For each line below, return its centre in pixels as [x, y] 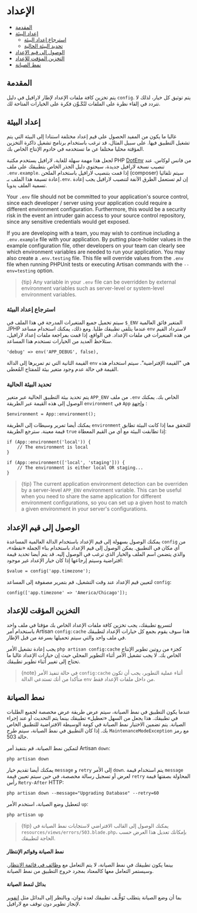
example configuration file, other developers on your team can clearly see [96, 245]
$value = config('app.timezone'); [49, 571]
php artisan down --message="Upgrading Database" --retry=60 [83, 793]
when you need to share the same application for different [91, 497]
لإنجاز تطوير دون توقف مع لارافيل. [44, 904]
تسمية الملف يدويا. [27, 185]
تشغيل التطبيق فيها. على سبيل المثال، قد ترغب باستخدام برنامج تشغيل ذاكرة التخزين [98, 142]
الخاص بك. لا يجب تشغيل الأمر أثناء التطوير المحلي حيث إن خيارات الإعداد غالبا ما [94, 655]
